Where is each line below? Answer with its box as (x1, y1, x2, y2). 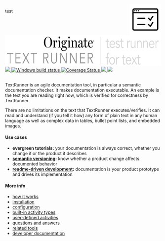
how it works (12, 194, 39, 200)
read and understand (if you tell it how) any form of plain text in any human (5, 113, 158, 118)
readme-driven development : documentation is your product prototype (12, 166, 160, 172)
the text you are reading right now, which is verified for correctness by (5, 92, 149, 98)
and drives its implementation (12, 171, 73, 177)
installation (12, 199, 35, 205)
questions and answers (12, 220, 60, 226)
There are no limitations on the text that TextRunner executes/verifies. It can (5, 107, 160, 113)
